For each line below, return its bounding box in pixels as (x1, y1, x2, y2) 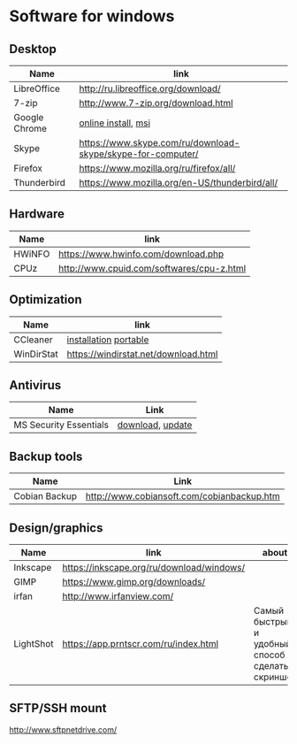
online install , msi (79, 117, 151, 129)
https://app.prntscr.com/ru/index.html (61, 638, 219, 650)
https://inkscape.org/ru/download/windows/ (61, 562, 246, 574)
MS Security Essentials (13, 418, 109, 431)
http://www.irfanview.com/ (61, 590, 174, 602)
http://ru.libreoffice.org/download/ (79, 82, 221, 95)
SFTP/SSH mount (9, 701, 107, 716)
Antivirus (9, 378, 62, 393)
